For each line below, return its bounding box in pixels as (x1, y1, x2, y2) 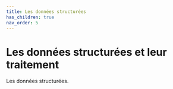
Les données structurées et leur (6, 45, 168, 59)
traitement (6, 58, 59, 71)
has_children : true (6, 14, 55, 20)
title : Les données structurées (6, 8, 86, 15)
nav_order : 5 (6, 20, 39, 26)
